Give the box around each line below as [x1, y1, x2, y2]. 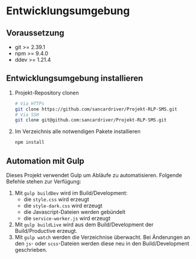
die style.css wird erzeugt [23, 196, 89, 203]
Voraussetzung [6, 28, 64, 38]
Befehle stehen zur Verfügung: [6, 178, 81, 185]
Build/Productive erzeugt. [14, 228, 78, 234]
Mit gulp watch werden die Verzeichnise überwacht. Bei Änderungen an [14, 233, 190, 241]
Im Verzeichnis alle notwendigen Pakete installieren [14, 128, 141, 135]
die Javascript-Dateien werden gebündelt [23, 209, 126, 215]
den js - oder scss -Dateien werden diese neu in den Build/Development [14, 240, 189, 247]
